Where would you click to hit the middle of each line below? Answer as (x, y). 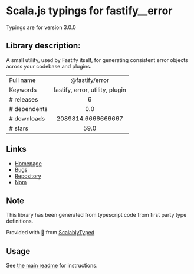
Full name (23, 80)
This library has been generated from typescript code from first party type (96, 215)
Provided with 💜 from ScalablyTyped (50, 233)
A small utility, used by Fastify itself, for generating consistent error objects (97, 60)
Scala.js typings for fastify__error (89, 11)
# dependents (29, 109)
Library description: (43, 46)
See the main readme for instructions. (52, 265)
